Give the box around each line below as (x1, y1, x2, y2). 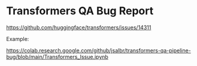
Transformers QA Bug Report (6, 4, 154, 18)
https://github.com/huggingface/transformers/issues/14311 (6, 24, 151, 31)
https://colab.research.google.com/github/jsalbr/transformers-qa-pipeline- (6, 46, 192, 54)
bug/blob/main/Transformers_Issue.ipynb (6, 53, 109, 60)
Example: (6, 35, 29, 42)
